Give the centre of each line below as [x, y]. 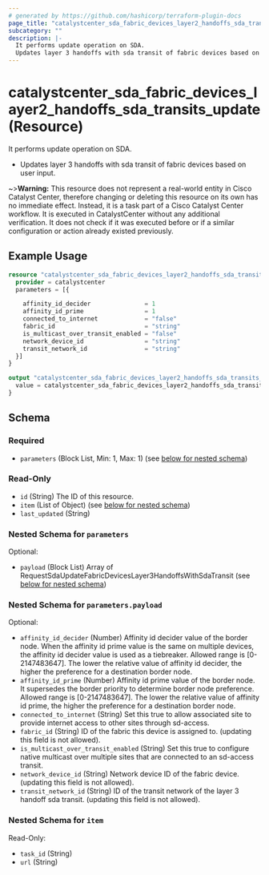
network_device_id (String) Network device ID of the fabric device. [130, 774]
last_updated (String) [55, 513]
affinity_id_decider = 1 [89, 304]
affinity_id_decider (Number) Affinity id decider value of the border [134, 638]
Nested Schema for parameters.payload [85, 605]
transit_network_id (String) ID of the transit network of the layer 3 [129, 791]
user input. [38, 172]
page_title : [28, 23]
